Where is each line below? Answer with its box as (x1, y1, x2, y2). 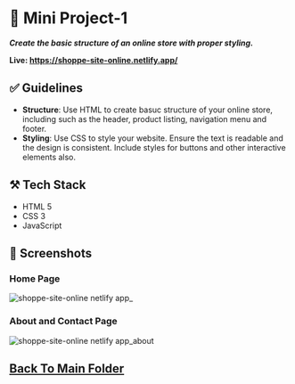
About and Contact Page (9, 315, 118, 328)
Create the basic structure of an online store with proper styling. (9, 37, 254, 48)
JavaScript (21, 220, 62, 231)
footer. (21, 123, 47, 134)
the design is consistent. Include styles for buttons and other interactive (21, 142, 287, 152)
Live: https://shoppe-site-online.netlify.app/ (9, 54, 178, 65)
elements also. (21, 151, 77, 162)
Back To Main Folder (9, 361, 125, 376)
